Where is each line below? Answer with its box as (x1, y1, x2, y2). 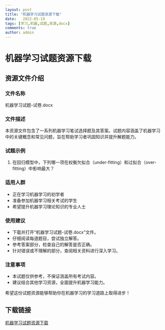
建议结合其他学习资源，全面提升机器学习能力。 (12, 279, 107, 286)
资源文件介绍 (5, 74, 44, 82)
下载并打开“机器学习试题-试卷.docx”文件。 (12, 230, 99, 235)
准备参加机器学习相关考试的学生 (12, 198, 77, 203)
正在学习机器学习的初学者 (12, 191, 65, 197)
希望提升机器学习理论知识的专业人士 (12, 203, 86, 209)
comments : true (5, 26, 36, 31)
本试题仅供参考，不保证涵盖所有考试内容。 (12, 273, 99, 279)
